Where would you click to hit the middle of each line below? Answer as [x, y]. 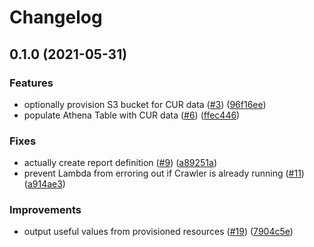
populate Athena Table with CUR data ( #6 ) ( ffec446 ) [132, 115]
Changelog [56, 17]
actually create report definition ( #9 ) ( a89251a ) [120, 163]
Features [31, 83]
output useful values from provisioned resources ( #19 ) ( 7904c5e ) [158, 232]
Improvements [45, 210]
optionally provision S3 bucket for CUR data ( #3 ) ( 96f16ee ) [145, 104]
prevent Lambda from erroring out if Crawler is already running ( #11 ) [164, 173]
